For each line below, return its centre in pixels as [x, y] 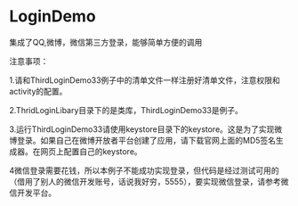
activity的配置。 [38, 91]
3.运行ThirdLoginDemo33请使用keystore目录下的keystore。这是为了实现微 [146, 129]
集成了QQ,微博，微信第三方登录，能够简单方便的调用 [106, 42]
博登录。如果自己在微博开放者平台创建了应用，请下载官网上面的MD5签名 [143, 140]
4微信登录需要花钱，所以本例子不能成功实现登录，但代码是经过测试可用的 [145, 170]
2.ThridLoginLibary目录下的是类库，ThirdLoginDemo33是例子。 [126, 110]
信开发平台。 [32, 193]
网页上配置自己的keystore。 [91, 151]
